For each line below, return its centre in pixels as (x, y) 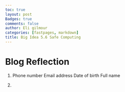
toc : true (15, 10)
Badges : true (19, 19)
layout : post (19, 14)
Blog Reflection (37, 62)
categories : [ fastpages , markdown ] (42, 33)
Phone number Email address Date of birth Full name (66, 75)
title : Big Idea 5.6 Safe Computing (43, 38)
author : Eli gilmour (27, 28)
